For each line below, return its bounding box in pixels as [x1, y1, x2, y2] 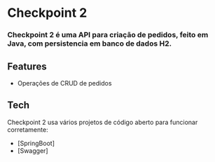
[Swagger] [17, 146, 48, 155]
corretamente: [7, 125, 48, 134]
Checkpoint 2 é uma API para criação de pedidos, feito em [7, 30, 209, 40]
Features [7, 60, 47, 72]
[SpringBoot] [17, 139, 55, 147]
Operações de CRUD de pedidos [17, 79, 112, 87]
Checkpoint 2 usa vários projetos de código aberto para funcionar [7, 118, 198, 126]
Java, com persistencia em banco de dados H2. [7, 39, 172, 48]
